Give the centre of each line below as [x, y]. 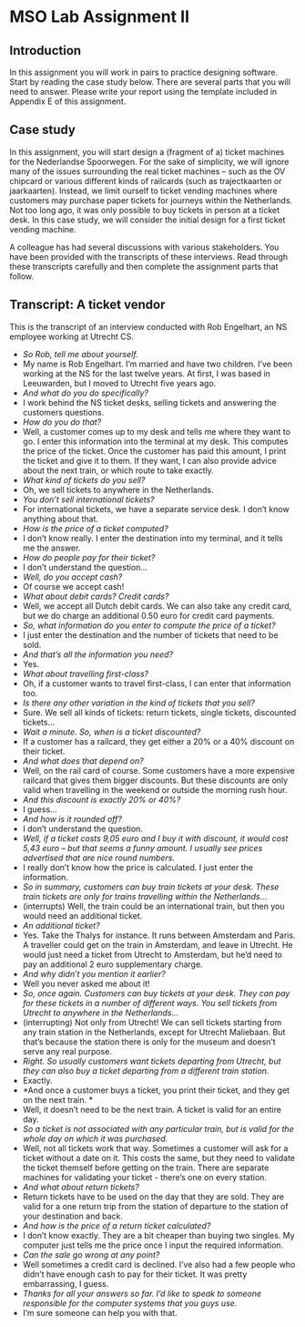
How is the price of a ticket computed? [95, 528]
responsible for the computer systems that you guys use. [130, 1303]
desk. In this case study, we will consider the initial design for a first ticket [147, 220]
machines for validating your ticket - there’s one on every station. [144, 1177]
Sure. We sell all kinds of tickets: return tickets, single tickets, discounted [159, 712]
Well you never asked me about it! [86, 983]
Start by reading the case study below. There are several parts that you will [150, 82]
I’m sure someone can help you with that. [100, 1312]
